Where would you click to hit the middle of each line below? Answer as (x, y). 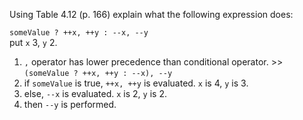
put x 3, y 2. (33, 42)
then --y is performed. (70, 104)
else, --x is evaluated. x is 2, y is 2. (95, 93)
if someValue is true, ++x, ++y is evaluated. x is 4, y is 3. (136, 83)
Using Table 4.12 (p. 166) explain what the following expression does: (151, 14)
